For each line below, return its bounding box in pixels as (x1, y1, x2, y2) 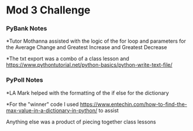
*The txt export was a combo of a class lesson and (6, 55, 130, 62)
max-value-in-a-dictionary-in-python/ (6, 106, 98, 114)
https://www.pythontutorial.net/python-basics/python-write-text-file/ (6, 61, 173, 68)
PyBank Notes (6, 25, 47, 33)
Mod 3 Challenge (6, 4, 91, 17)
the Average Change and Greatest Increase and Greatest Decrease (6, 44, 167, 51)
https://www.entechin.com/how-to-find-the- (80, 101, 187, 108)
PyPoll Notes (6, 76, 43, 84)
